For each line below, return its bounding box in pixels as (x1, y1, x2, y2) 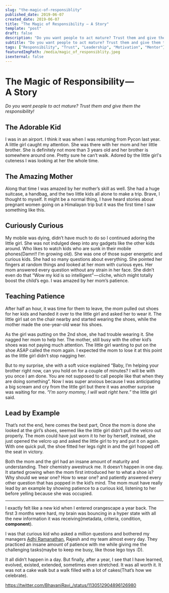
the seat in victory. (5, 449, 44, 455)
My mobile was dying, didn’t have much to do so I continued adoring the (5, 235, 155, 241)
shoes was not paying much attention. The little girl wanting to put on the (5, 342, 157, 348)
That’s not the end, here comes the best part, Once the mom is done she (5, 422, 156, 428)
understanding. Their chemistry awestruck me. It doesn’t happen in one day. (5, 464, 163, 470)
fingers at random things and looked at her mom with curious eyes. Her (5, 261, 153, 267)
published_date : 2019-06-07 (5, 12, 64, 17)
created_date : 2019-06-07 (5, 17, 59, 22)
